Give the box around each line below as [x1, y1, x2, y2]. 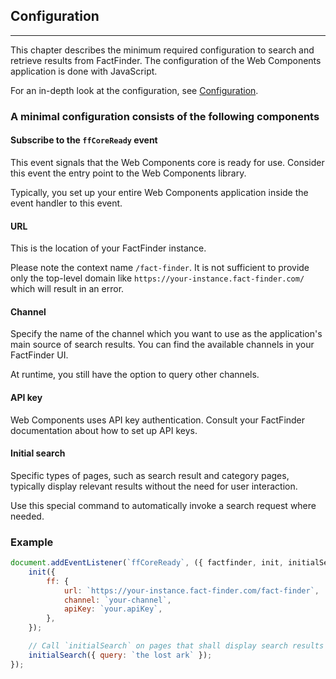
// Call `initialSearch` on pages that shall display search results [28, 641, 325, 651]
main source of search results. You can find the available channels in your [10, 339, 315, 351]
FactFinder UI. [10, 349, 69, 361]
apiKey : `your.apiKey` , [63, 604, 163, 614]
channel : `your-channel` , [63, 595, 172, 605]
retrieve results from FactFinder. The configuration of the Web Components [10, 54, 322, 66]
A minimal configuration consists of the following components [10, 109, 320, 123]
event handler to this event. [10, 197, 123, 209]
